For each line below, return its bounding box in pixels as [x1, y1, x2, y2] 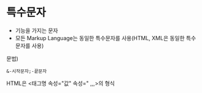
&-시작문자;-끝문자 [6, 68, 47, 74]
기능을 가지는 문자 [15, 27, 58, 34]
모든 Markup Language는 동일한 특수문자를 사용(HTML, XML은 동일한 [15, 34, 185, 41]
